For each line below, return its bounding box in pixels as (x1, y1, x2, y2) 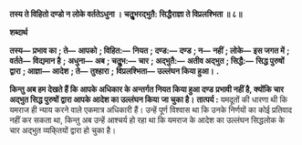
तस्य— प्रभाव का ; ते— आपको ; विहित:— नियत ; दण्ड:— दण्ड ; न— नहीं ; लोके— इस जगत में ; (9, 46, 290, 56)
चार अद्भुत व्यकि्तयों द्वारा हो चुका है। (9, 125, 117, 136)
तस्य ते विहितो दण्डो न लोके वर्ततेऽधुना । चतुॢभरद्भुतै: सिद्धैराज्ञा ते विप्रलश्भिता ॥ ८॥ (9, 9, 243, 19)
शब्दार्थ (9, 27, 28, 37)
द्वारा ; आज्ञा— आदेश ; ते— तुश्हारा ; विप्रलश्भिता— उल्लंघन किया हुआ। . (9, 66, 220, 77)
